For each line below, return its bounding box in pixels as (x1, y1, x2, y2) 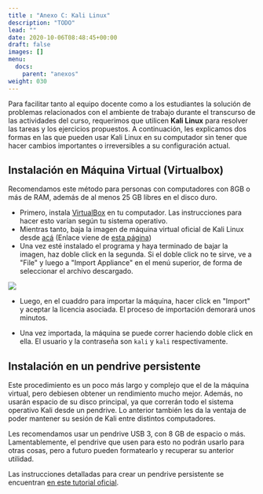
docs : (15, 63, 34, 71)
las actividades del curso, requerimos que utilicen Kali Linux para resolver (8, 116, 249, 125)
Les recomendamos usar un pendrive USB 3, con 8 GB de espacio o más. (8, 429, 246, 439)
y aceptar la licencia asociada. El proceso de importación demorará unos (19, 304, 256, 315)
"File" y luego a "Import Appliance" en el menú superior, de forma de (19, 258, 243, 267)
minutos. (19, 313, 49, 323)
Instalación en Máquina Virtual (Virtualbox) (8, 163, 224, 177)
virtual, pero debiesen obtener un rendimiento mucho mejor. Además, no (8, 389, 243, 398)
